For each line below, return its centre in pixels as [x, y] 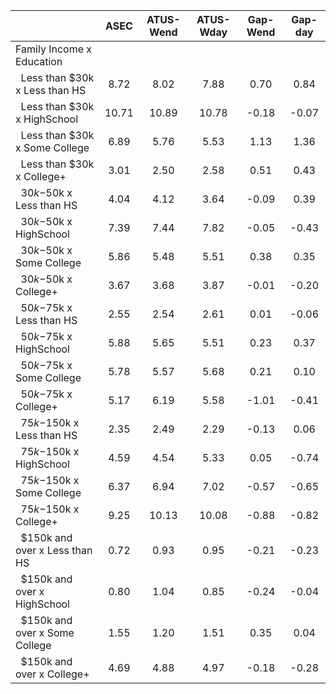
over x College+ [52, 674]
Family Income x [54, 49]
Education [39, 61]
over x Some [45, 632]
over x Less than [54, 550]
